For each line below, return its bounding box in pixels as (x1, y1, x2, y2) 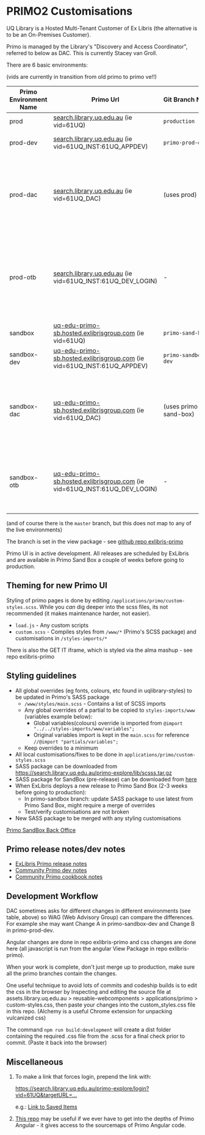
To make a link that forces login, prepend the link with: (15, 1073, 151, 1080)
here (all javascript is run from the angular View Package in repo (6, 945, 168, 952)
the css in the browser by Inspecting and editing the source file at (6, 988, 171, 996)
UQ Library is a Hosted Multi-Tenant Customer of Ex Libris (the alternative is (6, 24, 198, 32)
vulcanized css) (6, 1014, 46, 1022)
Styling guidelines (6, 671, 77, 681)
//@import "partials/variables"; (33, 739, 119, 745)
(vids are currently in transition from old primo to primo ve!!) (6, 73, 157, 80)
